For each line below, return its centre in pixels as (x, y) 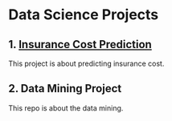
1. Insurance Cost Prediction (80, 44)
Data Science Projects (84, 15)
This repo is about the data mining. (66, 108)
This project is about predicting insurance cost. (86, 63)
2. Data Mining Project (65, 89)
